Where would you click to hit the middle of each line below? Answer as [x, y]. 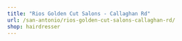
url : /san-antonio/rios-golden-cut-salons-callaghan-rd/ [91, 20]
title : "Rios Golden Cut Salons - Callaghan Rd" [79, 14]
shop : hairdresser [34, 26]
